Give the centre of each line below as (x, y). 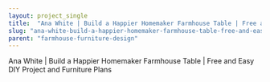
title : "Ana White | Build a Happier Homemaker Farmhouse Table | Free (133, 23)
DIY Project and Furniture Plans (60, 70)
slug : (17, 31)
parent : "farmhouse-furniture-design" (73, 38)
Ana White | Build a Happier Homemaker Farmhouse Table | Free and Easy (131, 61)
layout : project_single (48, 16)
